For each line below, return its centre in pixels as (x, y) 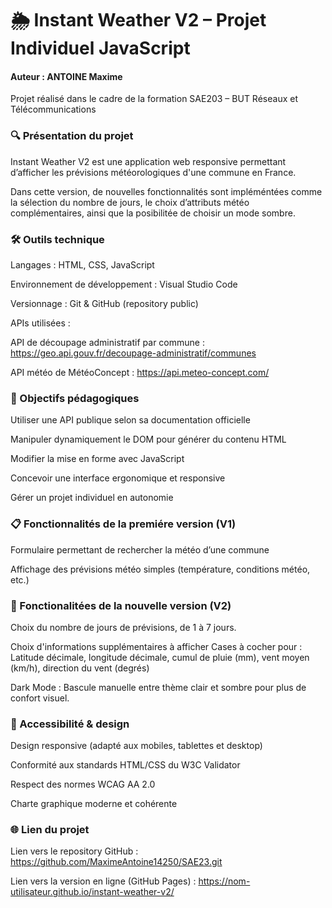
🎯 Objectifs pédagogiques (75, 398)
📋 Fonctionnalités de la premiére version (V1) (123, 524)
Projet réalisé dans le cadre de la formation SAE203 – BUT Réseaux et (154, 99)
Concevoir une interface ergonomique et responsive (118, 478)
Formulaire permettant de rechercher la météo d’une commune (140, 549)
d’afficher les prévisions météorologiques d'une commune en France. (153, 172)
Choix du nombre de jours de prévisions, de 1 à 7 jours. (123, 627)
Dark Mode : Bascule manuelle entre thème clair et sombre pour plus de (158, 687)
